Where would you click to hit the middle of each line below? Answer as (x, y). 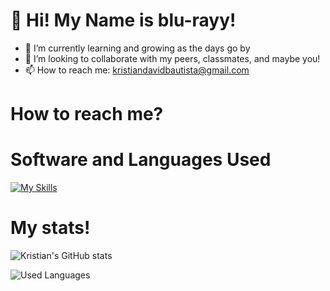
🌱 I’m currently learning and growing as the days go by (137, 48)
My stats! (50, 228)
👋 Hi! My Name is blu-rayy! (123, 20)
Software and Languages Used (141, 160)
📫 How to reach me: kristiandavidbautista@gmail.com (137, 70)
